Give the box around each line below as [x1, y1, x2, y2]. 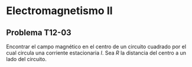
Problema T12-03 [6, 28, 72, 38]
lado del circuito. [6, 56, 47, 62]
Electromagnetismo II [6, 4, 113, 18]
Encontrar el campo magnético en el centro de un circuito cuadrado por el [6, 43, 187, 50]
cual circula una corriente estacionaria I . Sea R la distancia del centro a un [6, 49, 187, 56]
